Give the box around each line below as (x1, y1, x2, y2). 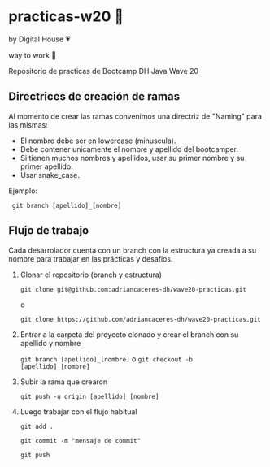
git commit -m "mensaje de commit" (20, 436, 142, 445)
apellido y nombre (20, 338, 81, 348)
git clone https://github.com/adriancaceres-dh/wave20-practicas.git (20, 315, 262, 323)
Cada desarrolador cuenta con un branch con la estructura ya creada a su (8, 245, 257, 255)
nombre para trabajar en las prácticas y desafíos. (8, 253, 173, 263)
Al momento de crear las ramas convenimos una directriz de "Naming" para (8, 111, 263, 121)
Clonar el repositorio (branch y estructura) (20, 270, 163, 279)
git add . (20, 422, 54, 430)
